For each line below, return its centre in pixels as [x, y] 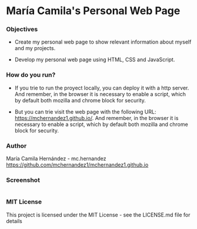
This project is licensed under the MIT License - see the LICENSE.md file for [98, 215]
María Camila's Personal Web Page [93, 11]
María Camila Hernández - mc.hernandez [56, 159]
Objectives [22, 29]
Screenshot [23, 180]
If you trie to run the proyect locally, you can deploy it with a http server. [102, 88]
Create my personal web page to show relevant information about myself [103, 42]
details [14, 221]
